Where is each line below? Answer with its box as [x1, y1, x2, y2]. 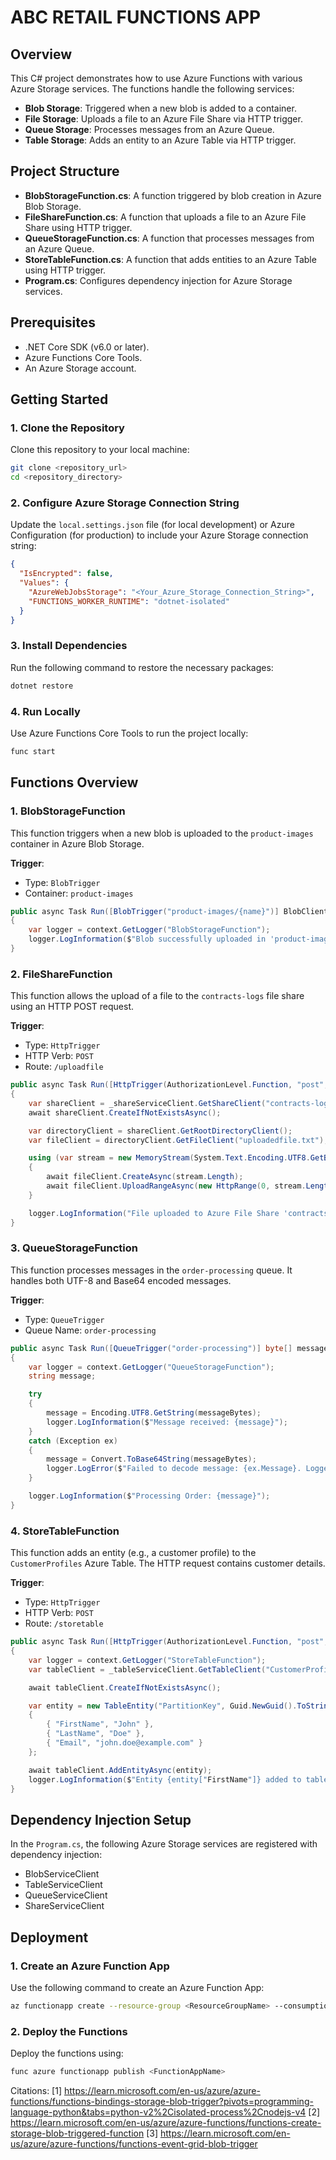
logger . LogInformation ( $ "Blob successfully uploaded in [28, 934, 267, 945]
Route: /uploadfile [24, 1061, 104, 1073]
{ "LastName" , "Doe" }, [46, 1729, 145, 1739]
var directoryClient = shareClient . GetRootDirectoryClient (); [28, 1126, 293, 1136]
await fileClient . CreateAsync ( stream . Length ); [46, 1172, 244, 1182]
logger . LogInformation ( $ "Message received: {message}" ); [46, 1417, 288, 1427]
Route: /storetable [24, 1617, 104, 1630]
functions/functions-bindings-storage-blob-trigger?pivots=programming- [10, 2095, 314, 2107]
